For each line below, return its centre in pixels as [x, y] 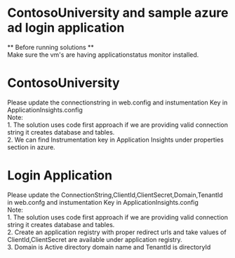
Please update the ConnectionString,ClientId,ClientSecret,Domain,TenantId [115, 195]
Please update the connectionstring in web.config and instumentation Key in [117, 102]
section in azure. [31, 147]
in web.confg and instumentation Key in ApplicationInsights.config [103, 202]
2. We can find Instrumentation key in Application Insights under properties [116, 140]
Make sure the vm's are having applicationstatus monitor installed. [103, 55]
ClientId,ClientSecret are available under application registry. [95, 239]
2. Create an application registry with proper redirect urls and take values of [117, 232]
